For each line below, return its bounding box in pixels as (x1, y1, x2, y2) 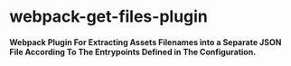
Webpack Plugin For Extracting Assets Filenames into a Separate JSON (9, 36, 282, 47)
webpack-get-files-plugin (9, 6, 208, 27)
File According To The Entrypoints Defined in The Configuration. (9, 46, 257, 57)
